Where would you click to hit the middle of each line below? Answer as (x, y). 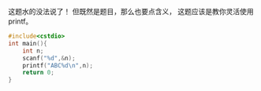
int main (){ (28, 43)
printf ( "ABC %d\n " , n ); (58, 65)
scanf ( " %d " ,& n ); (49, 58)
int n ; (33, 51)
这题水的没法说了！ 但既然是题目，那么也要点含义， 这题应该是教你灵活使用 (131, 11)
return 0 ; (39, 73)
